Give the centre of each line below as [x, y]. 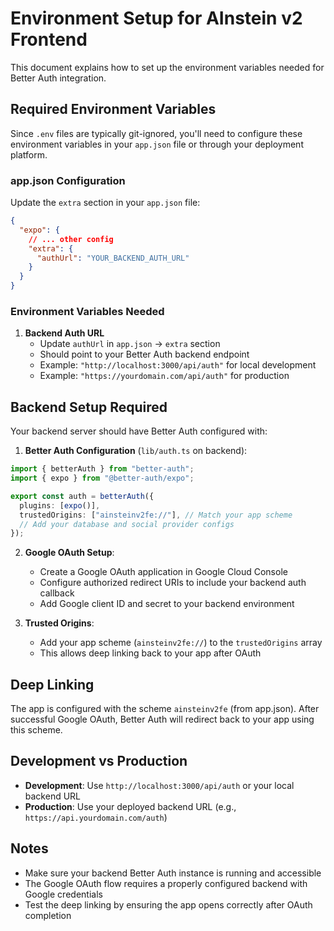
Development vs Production [99, 761]
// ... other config [71, 239]
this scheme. [36, 730]
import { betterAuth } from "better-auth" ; [102, 469]
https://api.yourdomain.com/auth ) [96, 817]
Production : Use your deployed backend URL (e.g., [130, 806]
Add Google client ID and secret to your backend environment [167, 604]
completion [48, 915]
